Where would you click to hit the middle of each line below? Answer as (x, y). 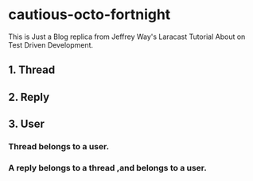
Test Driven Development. (51, 44)
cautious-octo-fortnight (90, 15)
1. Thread (32, 70)
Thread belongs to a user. (59, 147)
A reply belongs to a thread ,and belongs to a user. (107, 168)
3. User (27, 124)
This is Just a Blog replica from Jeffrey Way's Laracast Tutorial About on (127, 37)
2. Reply (29, 97)
